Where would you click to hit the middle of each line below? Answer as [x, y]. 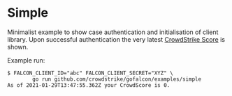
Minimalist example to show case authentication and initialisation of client [113, 32]
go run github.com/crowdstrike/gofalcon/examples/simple [117, 79]
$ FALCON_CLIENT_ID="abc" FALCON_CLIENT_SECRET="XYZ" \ [90, 73]
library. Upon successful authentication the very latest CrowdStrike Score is [116, 39]
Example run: [26, 60]
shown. [18, 47]
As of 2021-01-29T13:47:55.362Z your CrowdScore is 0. [89, 85]
